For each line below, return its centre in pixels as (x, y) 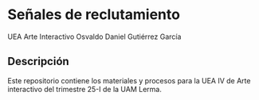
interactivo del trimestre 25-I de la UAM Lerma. (85, 89)
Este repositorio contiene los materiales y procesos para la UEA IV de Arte (129, 80)
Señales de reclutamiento (94, 15)
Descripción (38, 62)
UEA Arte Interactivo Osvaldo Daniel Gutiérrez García (94, 37)
